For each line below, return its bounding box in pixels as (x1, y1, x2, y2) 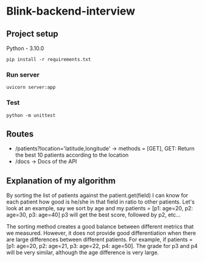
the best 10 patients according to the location (15, 151, 129, 159)
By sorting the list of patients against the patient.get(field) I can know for (6, 192, 189, 199)
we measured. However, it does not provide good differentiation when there (6, 230, 196, 237)
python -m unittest (6, 112, 56, 118)
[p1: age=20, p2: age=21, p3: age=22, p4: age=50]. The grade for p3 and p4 (6, 243, 198, 250)
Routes (6, 129, 34, 139)
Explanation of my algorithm (6, 175, 116, 186)
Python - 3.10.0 (6, 44, 44, 52)
